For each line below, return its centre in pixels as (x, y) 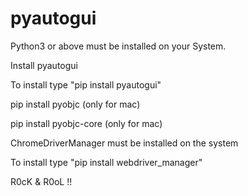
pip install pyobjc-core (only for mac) (86, 123)
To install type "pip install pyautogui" (86, 84)
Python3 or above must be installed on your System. (118, 46)
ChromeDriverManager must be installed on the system (124, 143)
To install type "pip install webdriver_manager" (106, 162)
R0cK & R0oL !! (41, 181)
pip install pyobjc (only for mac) (75, 104)
